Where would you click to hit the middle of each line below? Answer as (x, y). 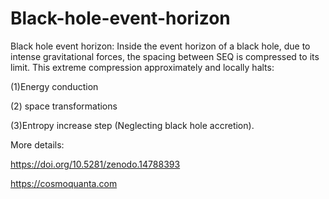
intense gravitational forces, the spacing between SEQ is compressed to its (165, 56)
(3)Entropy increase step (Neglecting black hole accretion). (132, 125)
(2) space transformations (64, 106)
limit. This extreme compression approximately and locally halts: (142, 67)
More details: (37, 144)
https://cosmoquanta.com (64, 183)
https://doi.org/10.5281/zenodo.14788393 (95, 164)
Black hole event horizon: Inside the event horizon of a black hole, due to (160, 46)
